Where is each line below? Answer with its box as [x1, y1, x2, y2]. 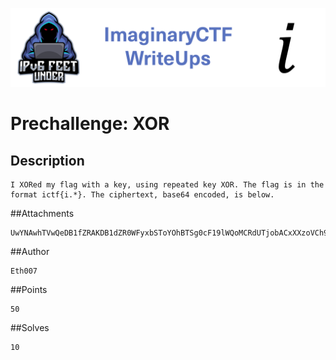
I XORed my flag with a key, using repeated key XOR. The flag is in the [10, 180, 325, 190]
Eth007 [10, 266, 38, 276]
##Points [10, 284, 48, 295]
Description [10, 152, 85, 169]
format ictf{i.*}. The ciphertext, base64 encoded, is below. [10, 190, 275, 200]
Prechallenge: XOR [10, 113, 170, 135]
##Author [10, 246, 50, 257]
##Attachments [10, 208, 75, 219]
